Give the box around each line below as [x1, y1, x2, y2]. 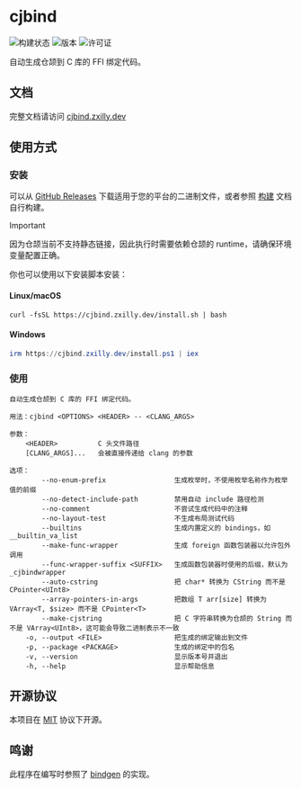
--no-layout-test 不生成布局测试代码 [41, 515, 235, 524]
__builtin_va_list [9, 532, 78, 541]
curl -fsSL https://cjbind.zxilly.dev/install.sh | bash [9, 310, 227, 319]
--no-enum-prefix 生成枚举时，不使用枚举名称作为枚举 [41, 476, 288, 485]
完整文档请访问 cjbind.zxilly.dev [9, 111, 127, 121]
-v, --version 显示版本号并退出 [25, 652, 228, 662]
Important [9, 220, 46, 231]
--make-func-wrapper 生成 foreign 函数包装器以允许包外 [41, 542, 291, 551]
